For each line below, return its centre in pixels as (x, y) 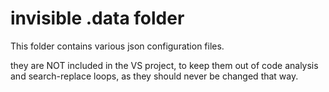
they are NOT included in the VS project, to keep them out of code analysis (164, 65)
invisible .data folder (97, 18)
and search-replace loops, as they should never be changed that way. (154, 76)
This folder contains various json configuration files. (117, 46)
